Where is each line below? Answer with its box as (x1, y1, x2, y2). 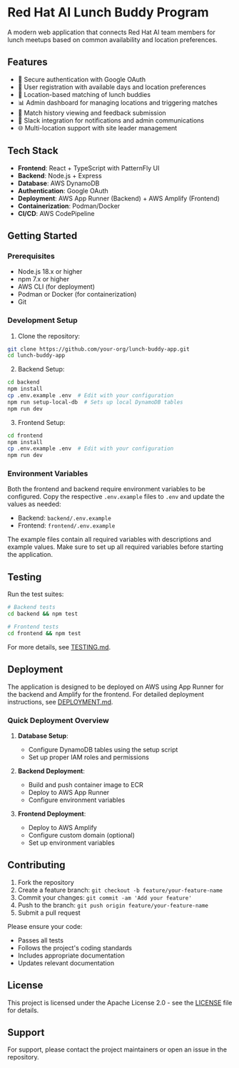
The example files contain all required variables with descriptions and (7, 535, 212, 544)
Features (7, 56, 48, 68)
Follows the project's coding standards (17, 943, 132, 952)
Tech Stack (7, 145, 59, 157)
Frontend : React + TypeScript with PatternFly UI (17, 163, 160, 172)
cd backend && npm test (7, 610, 78, 617)
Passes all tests (17, 935, 64, 945)
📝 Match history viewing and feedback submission (17, 108, 166, 117)
